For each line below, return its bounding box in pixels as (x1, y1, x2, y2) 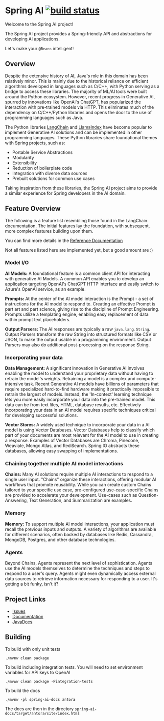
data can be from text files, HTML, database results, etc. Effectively (5, 402, 141, 408)
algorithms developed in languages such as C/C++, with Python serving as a (5, 83, 160, 89)
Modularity (12, 154, 34, 160)
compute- (136, 376, 157, 382)
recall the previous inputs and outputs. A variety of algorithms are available (5, 526, 157, 532)
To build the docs (5, 688, 40, 693)
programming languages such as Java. (5, 115, 84, 120)
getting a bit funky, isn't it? (5, 581, 59, 587)
